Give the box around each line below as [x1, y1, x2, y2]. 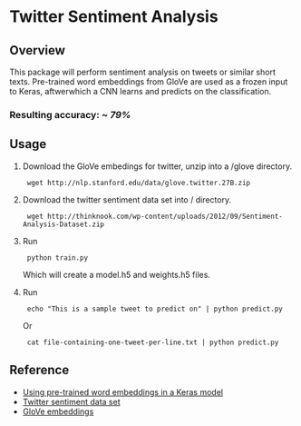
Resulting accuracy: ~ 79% [9, 108, 131, 121]
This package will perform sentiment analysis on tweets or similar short [9, 66, 277, 77]
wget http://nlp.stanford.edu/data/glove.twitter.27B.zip [26, 178, 251, 187]
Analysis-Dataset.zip [22, 220, 104, 229]
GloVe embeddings [22, 406, 94, 417]
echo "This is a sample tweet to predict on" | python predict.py [26, 304, 283, 313]
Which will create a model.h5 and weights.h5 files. [22, 269, 211, 280]
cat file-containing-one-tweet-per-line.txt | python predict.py [26, 338, 279, 347]
